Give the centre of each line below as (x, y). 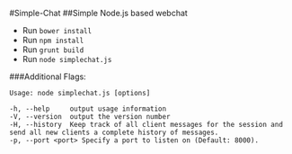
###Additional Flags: (48, 77)
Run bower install (57, 30)
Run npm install (53, 40)
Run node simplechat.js (67, 59)
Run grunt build (53, 50)
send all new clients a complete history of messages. (114, 132)
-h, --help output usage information (88, 109)
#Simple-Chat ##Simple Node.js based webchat (99, 13)
